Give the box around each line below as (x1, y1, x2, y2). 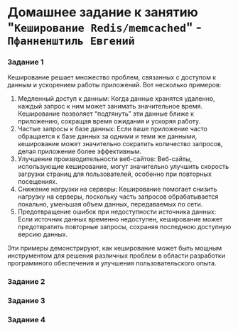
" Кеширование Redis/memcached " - (7, 19, 202, 35)
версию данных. (17, 230, 68, 238)
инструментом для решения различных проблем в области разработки (7, 251, 226, 260)
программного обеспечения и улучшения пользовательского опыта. (7, 259, 217, 268)
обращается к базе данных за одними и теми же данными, (17, 132, 198, 141)
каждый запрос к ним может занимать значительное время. (17, 102, 202, 111)
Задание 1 (7, 57, 44, 67)
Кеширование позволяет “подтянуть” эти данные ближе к (17, 109, 194, 118)
